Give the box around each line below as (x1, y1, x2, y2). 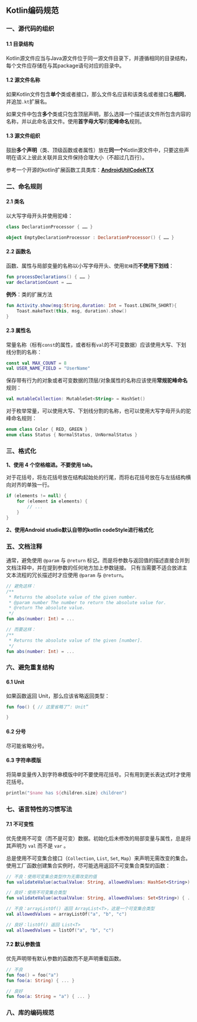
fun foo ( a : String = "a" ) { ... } (6, 994, 91, 1000)
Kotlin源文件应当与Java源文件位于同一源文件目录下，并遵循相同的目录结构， (6, 55, 191, 62)
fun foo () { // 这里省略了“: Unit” (6, 704, 89, 710)
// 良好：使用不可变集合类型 (6, 890, 67, 896)
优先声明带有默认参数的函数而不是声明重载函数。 (6, 954, 124, 962)
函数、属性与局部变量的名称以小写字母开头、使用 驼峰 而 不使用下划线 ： (6, 262, 174, 269)
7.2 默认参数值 (6, 941, 41, 948)
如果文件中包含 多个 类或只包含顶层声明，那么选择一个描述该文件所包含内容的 (6, 110, 191, 118)
